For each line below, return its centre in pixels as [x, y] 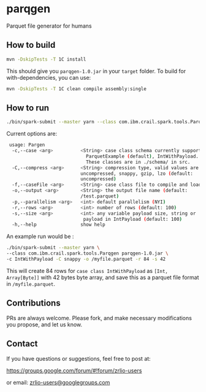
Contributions [33, 303]
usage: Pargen [27, 145]
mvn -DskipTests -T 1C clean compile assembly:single [77, 89]
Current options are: [32, 134]
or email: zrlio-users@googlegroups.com [58, 382]
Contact [22, 344]
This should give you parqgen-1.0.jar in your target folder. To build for [96, 71]
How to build [31, 45]
